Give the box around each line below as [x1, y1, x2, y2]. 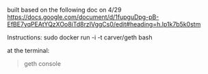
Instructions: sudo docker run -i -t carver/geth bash [7, 33, 153, 41]
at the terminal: [7, 47, 50, 54]
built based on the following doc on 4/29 [7, 6, 122, 14]
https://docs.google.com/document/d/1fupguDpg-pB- [7, 13, 159, 21]
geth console [23, 60, 62, 67]
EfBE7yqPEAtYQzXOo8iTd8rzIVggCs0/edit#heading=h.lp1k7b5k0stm [7, 20, 201, 28]
